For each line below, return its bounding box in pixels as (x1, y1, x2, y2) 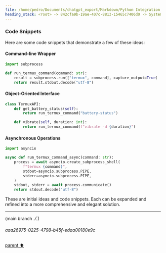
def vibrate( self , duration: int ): (14, 120, 87, 125)
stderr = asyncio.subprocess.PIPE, (23, 173, 92, 178)
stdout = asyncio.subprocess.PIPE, (23, 169, 92, 174)
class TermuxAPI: (5, 101, 41, 106)
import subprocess (5, 62, 43, 67)
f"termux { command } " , (23, 164, 68, 169)
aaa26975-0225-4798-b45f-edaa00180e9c (5, 227, 95, 233)
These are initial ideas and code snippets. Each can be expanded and (5, 196, 147, 202)
